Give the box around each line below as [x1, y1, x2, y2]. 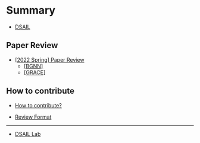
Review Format [14, 113, 52, 120]
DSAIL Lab [14, 130, 41, 137]
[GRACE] [23, 69, 46, 76]
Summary [6, 4, 55, 17]
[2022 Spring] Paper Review [14, 56, 85, 63]
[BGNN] [23, 62, 43, 69]
